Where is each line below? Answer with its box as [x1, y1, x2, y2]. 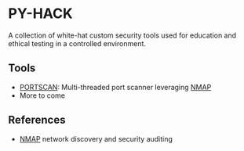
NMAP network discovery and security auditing [19, 134, 173, 143]
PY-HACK [8, 5, 73, 23]
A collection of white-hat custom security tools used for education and [8, 31, 237, 40]
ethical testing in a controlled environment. [8, 38, 147, 48]
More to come [19, 91, 65, 100]
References [8, 113, 66, 127]
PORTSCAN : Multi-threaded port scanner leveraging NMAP [19, 82, 212, 92]
